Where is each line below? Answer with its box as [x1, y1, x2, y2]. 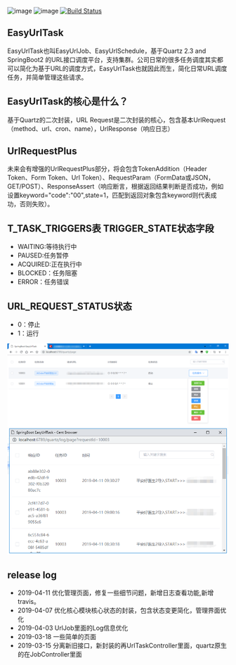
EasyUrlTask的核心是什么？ [7, 96, 129, 108]
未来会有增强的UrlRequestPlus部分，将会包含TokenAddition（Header [7, 165, 207, 173]
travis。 [17, 597, 40, 606]
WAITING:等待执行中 [17, 243, 77, 251]
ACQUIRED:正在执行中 [17, 260, 82, 269]
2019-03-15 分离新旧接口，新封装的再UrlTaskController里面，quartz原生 [17, 641, 227, 650]
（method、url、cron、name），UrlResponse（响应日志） [7, 124, 174, 133]
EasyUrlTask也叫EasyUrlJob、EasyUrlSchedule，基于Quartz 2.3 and [7, 46, 206, 55]
